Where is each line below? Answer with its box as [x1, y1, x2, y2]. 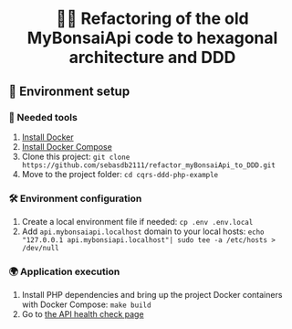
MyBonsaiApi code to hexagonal [26, 27, 278, 48]
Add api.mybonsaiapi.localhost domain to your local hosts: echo [21, 226, 266, 237]
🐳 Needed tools [8, 111, 78, 123]
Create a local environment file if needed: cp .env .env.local [21, 217, 254, 228]
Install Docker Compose [21, 141, 113, 152]
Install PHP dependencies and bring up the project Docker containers [21, 290, 283, 301]
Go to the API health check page [21, 309, 144, 320]
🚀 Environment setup [8, 83, 130, 99]
